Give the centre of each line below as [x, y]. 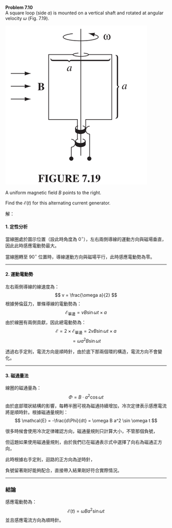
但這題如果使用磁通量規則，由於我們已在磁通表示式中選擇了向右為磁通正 [81, 442]
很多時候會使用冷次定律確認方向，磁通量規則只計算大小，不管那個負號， [81, 431]
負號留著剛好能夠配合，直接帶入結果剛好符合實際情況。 [63, 470]
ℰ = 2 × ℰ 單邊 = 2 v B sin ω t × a [86, 332]
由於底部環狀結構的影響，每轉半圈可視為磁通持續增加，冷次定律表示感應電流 [86, 406]
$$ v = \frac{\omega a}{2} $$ [86, 295]
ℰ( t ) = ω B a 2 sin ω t [86, 511]
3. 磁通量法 [17, 375]
